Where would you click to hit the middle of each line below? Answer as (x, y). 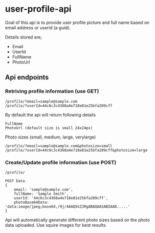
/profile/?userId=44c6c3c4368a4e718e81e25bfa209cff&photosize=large (76, 150)
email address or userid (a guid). (38, 27)
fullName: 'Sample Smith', (41, 194)
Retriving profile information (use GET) (52, 91)
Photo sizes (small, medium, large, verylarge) (51, 137)
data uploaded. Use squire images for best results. (56, 225)
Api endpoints (27, 77)
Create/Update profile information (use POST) (61, 162)
